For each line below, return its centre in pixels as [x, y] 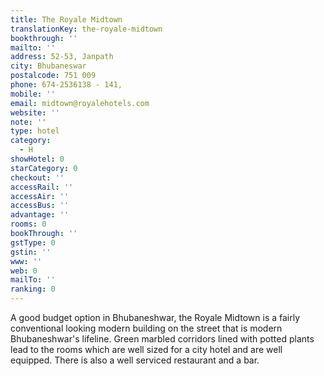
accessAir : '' [40, 196]
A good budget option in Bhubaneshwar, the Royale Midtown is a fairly [155, 317]
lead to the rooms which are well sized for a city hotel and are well [146, 349]
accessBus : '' [40, 206]
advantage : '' [40, 215]
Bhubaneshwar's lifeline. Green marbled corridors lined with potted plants [162, 339]
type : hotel [35, 131]
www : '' [26, 261]
